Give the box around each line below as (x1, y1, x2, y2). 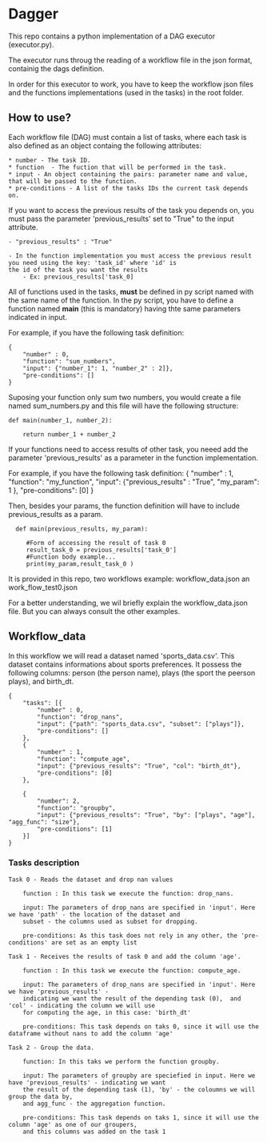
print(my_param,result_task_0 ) (26, 559, 134, 568)
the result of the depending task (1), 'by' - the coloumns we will (22, 1085, 256, 1093)
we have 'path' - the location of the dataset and (8, 910, 181, 919)
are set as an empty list (50, 938, 137, 947)
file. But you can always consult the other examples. (8, 606, 181, 616)
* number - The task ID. (8, 156, 91, 164)
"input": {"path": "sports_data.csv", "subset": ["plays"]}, (37, 719, 245, 728)
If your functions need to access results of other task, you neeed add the (8, 444, 249, 454)
